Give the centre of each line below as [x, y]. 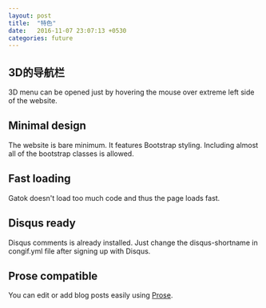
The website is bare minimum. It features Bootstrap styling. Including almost [133, 145]
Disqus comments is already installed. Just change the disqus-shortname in [133, 242]
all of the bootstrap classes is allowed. [71, 154]
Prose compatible [53, 276]
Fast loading [40, 179]
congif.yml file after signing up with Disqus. [79, 251]
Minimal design [47, 126]
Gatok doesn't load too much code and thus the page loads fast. [114, 198]
